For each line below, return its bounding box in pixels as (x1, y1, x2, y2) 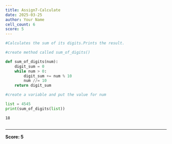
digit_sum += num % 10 (24, 73, 72, 78)
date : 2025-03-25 (5, 12, 42, 17)
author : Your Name (5, 17, 45, 22)
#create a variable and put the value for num (5, 92, 106, 97)
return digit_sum (14, 83, 52, 88)
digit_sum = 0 (14, 64, 45, 69)
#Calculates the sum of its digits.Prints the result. (5, 40, 125, 46)
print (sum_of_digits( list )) (5, 106, 66, 111)
